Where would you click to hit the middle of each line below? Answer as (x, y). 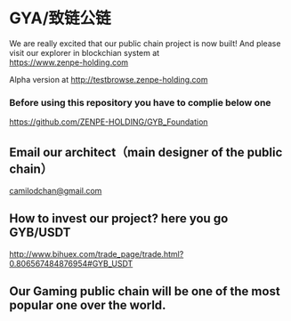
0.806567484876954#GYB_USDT (71, 263)
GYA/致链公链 (60, 18)
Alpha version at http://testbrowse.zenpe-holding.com (109, 79)
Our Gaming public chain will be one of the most (145, 291)
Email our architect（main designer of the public (146, 152)
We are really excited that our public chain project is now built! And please (145, 43)
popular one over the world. (88, 305)
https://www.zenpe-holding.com (69, 62)
